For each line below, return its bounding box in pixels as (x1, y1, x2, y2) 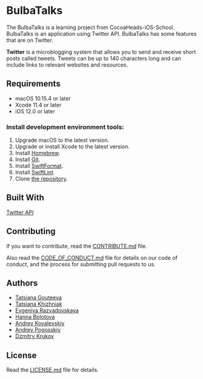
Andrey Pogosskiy (15, 326, 61, 334)
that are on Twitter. (6, 36, 53, 44)
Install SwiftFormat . (15, 162, 64, 170)
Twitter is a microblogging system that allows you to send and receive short (6, 48, 196, 55)
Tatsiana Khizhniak (15, 300, 62, 308)
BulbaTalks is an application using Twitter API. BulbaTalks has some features (6, 30, 197, 37)
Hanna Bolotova (15, 313, 55, 321)
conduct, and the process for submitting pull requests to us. (6, 260, 156, 268)
